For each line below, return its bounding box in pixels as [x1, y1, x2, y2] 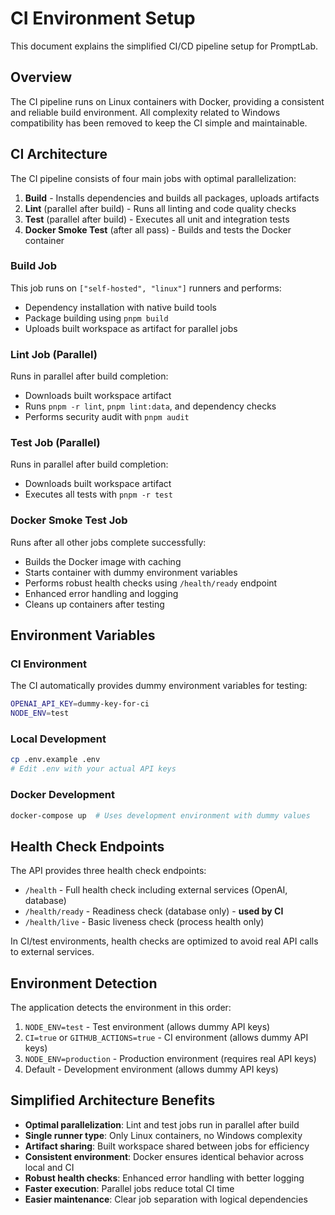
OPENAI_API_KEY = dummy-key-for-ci [10, 699, 150, 709]
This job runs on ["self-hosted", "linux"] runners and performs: [10, 282, 282, 294]
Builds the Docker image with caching [24, 555, 182, 567]
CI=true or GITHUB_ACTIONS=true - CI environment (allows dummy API [24, 1032, 309, 1044]
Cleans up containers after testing [24, 598, 165, 610]
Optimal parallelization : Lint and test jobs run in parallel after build [24, 1118, 300, 1131]
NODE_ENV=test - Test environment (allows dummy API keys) [24, 1021, 271, 1033]
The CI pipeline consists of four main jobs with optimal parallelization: [10, 172, 297, 184]
